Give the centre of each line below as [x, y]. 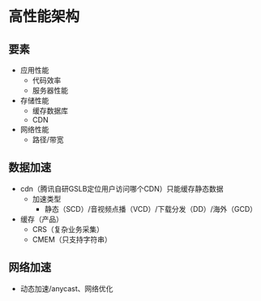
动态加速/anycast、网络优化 [66, 288]
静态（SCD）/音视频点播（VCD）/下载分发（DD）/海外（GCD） [151, 209]
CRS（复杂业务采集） [68, 229]
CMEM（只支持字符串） [72, 239]
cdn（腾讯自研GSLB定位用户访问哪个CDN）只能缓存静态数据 [122, 188]
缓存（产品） [41, 219]
